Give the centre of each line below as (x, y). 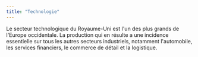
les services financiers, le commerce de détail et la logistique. (82, 47)
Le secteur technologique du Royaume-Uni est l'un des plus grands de (93, 28)
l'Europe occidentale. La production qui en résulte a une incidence (87, 35)
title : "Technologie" (33, 12)
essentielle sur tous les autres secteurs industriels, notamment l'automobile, (99, 41)
